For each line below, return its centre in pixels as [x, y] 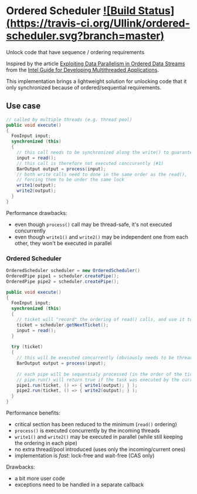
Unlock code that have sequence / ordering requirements [75, 52]
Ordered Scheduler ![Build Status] [90, 11]
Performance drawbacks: [37, 213]
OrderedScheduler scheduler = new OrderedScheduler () [73, 271]
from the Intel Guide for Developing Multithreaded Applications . [83, 69]
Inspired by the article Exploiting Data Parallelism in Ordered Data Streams [96, 64]
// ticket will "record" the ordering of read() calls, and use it [101, 320]
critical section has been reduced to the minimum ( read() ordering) [96, 425]
